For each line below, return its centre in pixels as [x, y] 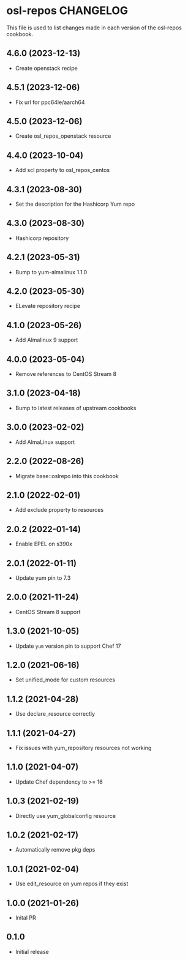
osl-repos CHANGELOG [67, 11]
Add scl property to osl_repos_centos [62, 170]
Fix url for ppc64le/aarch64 [50, 102]
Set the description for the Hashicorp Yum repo [75, 204]
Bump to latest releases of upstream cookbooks [76, 408]
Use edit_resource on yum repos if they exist [72, 884]
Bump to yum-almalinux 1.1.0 [51, 272]
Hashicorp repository [42, 238]
